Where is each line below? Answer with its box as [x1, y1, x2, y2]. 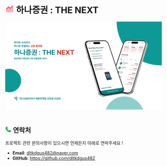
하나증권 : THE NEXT [15, 4, 99, 16]
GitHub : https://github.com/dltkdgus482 [12, 155, 95, 162]
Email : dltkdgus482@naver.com [12, 150, 79, 156]
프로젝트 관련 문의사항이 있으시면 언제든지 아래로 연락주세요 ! [5, 140, 123, 146]
